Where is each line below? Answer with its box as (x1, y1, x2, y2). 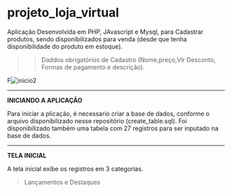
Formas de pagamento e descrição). (41, 63, 145, 71)
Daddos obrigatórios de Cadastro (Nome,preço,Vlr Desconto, (41, 55, 216, 63)
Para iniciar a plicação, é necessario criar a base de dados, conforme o (7, 109, 210, 118)
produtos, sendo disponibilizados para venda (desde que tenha (7, 34, 188, 43)
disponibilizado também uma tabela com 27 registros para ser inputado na (7, 124, 219, 132)
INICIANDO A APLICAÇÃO (7, 96, 83, 104)
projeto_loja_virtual (7, 5, 119, 21)
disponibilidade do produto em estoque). (7, 42, 123, 50)
